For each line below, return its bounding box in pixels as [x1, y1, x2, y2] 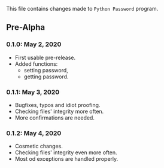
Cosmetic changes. [14, 143, 63, 150]
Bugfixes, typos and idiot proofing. [14, 101, 101, 108]
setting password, [23, 66, 69, 74]
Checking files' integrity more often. [14, 108, 104, 115]
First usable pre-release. [14, 54, 76, 61]
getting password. [23, 73, 69, 80]
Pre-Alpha [6, 22, 45, 32]
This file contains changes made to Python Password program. [6, 5, 159, 12]
